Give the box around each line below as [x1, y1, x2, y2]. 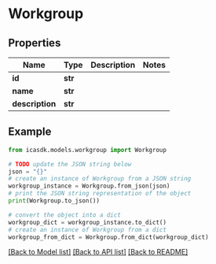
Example [8, 125, 52, 139]
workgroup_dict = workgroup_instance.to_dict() [8, 218, 167, 226]
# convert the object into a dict [8, 210, 122, 219]
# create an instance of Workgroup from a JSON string [8, 175, 192, 183]
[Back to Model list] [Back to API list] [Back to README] [8, 247, 189, 257]
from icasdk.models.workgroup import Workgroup [8, 146, 167, 154]
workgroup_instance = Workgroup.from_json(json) [8, 182, 170, 190]
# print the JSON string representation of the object [8, 190, 192, 198]
